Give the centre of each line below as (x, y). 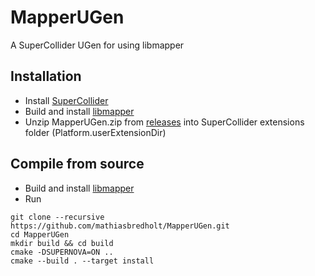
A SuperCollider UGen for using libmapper (97, 45)
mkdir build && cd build (62, 243)
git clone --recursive (57, 217)
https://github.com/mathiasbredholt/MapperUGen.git (120, 226)
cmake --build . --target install (82, 261)
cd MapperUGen (40, 234)
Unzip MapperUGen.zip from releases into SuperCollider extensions (164, 122)
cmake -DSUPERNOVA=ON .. (62, 252)
